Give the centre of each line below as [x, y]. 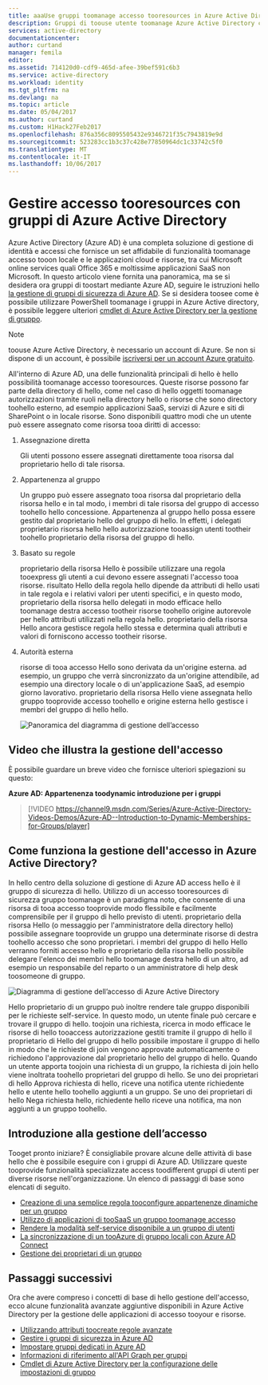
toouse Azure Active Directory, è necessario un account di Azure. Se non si [132, 350]
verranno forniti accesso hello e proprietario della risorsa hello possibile [126, 950]
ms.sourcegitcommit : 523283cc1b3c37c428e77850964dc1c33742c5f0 [116, 142]
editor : [21, 61]
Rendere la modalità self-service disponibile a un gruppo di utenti [127, 1228]
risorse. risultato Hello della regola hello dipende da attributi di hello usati [140, 586]
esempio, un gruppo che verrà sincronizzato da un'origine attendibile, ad [139, 676]
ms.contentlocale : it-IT [49, 156]
